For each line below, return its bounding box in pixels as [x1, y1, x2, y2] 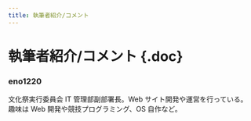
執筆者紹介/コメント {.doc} [8, 48, 184, 65]
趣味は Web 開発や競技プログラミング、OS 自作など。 [8, 105, 182, 114]
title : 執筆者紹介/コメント [8, 11, 89, 20]
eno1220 [8, 76, 42, 87]
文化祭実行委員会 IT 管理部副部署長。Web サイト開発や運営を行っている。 [8, 94, 248, 104]
